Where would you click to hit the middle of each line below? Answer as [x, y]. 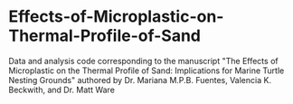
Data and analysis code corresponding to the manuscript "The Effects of [143, 61]
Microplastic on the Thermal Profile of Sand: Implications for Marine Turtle [146, 71]
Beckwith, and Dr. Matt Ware [61, 90]
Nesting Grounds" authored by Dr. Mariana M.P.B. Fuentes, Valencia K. [140, 80]
